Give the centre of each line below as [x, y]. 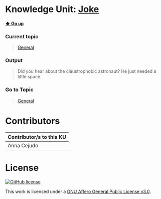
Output [14, 60]
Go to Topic [19, 90]
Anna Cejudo [23, 145]
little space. [29, 77]
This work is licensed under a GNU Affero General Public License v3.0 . [78, 191]
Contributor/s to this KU [37, 137]
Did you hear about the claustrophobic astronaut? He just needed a [87, 71]
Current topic [22, 36]
